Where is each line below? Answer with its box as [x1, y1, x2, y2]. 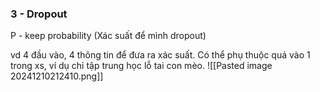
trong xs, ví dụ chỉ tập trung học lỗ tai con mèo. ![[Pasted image [10, 60, 273, 72]
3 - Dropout [10, 7, 68, 21]
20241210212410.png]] [10, 70, 104, 82]
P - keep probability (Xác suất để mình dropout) [10, 30, 207, 42]
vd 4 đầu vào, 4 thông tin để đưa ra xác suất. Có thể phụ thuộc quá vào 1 [10, 49, 311, 61]
